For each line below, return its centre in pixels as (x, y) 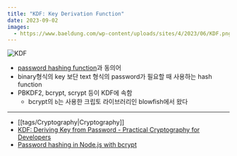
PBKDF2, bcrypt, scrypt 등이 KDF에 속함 (75, 93)
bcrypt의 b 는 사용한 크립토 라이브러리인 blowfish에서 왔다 (108, 102)
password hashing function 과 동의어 (69, 68)
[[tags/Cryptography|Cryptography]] (71, 122)
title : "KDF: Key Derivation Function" (66, 14)
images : (19, 27)
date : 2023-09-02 (33, 20)
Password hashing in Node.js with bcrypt (77, 145)
